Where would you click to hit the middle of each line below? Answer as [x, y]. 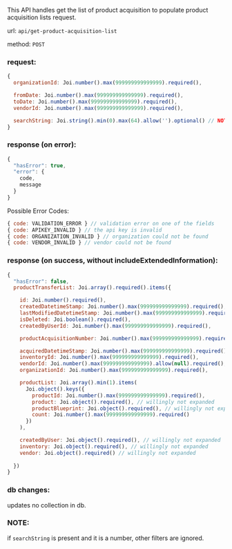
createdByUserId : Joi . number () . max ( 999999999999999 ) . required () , [116, 326]
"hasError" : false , [41, 281]
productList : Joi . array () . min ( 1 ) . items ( [78, 383]
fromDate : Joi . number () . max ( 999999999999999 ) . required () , [99, 95]
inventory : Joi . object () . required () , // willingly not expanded [114, 446]
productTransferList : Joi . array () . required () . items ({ [92, 288]
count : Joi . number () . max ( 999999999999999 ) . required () [111, 415]
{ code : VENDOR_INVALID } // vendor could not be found [89, 243]
